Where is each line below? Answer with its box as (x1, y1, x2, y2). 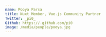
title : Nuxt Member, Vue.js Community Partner (5, 12, 101, 16)
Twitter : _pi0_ (5, 16, 36, 21)
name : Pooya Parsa (5, 7, 42, 12)
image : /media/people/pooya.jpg (5, 25, 71, 30)
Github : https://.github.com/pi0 (5, 20, 73, 25)
